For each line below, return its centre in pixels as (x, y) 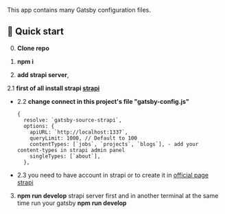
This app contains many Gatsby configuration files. (79, 10)
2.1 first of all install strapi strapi (54, 88)
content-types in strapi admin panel (71, 150)
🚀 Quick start (35, 31)
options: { (39, 126)
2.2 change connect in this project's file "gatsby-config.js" (103, 101)
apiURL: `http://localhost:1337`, (79, 132)
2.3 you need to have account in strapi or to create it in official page (113, 175)
